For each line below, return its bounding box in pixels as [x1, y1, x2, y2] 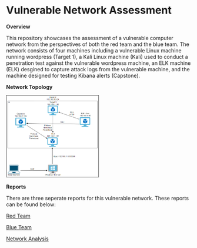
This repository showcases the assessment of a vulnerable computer [6, 34, 173, 41]
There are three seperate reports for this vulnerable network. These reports [6, 194, 189, 201]
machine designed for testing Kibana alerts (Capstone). [6, 72, 141, 79]
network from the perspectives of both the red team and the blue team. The [6, 41, 189, 48]
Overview [6, 23, 31, 30]
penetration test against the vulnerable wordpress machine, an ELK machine [6, 59, 191, 67]
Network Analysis [6, 235, 49, 242]
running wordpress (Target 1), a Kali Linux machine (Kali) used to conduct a [6, 53, 188, 60]
